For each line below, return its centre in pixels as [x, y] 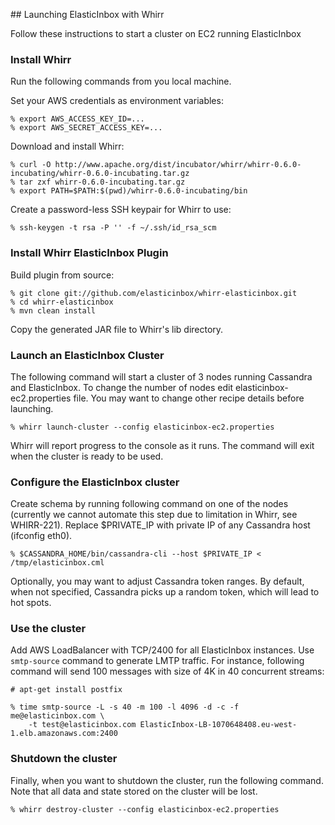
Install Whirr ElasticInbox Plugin [89, 253]
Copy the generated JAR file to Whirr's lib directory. [117, 329]
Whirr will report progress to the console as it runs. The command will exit [162, 445]
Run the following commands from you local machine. [121, 81]
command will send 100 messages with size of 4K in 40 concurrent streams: [167, 671]
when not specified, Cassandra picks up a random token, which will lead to [165, 592]
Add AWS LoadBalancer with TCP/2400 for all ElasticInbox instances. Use [162, 650]
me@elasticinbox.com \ [57, 716]
